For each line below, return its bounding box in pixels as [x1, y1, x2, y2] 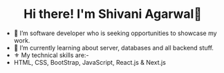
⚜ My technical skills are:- [13, 51, 89, 59]
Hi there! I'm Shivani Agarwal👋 [23, 6, 203, 22]
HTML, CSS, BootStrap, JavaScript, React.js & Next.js [13, 58, 166, 66]
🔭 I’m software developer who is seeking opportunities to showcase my [13, 29, 217, 37]
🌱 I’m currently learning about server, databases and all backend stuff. [13, 43, 214, 52]
